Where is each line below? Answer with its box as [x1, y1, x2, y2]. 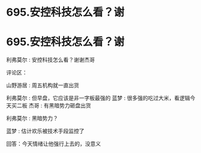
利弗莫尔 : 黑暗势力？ [6, 115, 58, 122]
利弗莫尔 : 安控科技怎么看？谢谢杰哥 [6, 56, 95, 64]
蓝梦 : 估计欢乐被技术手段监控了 [6, 127, 85, 135]
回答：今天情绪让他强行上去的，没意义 [6, 140, 101, 148]
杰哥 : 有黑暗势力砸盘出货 [28, 102, 91, 109]
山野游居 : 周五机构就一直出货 [6, 82, 79, 89]
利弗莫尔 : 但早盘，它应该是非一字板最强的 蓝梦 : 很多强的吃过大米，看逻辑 [6, 94, 190, 102]
